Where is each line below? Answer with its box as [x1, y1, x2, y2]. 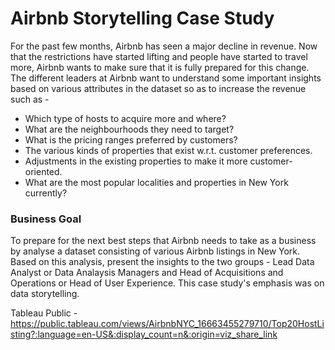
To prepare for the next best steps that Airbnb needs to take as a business [10, 235, 317, 247]
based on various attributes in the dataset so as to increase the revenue [10, 82, 307, 94]
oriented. [24, 165, 63, 177]
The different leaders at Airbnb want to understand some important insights [10, 72, 322, 84]
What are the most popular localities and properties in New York [24, 176, 289, 188]
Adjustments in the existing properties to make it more [24, 155, 248, 167]
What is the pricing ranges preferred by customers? [24, 133, 238, 146]
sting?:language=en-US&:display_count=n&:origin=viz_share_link [10, 328, 278, 341]
